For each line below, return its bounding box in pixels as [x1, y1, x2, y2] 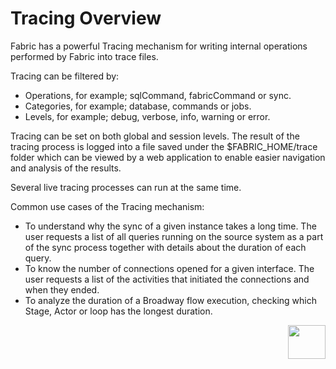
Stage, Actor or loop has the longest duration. [24, 305, 213, 317]
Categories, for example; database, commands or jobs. [24, 100, 252, 112]
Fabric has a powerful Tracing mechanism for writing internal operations [10, 40, 308, 52]
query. [24, 252, 52, 264]
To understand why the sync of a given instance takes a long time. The [24, 220, 317, 232]
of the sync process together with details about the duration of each [24, 241, 307, 253]
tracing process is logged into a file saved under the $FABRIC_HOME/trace [10, 140, 318, 152]
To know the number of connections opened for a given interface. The [24, 262, 315, 274]
